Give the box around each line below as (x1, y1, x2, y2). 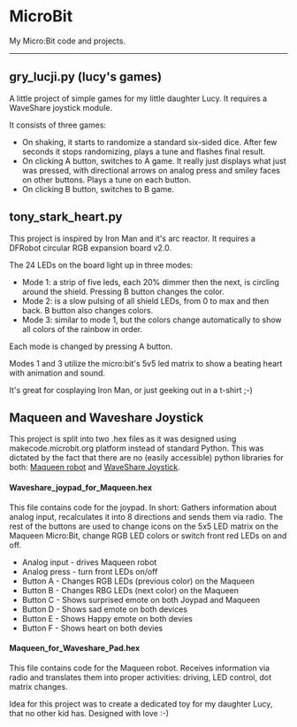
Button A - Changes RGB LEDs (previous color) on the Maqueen (21, 576, 255, 586)
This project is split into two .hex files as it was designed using (9, 434, 237, 445)
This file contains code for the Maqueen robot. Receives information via (9, 662, 270, 673)
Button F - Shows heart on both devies (21, 623, 164, 633)
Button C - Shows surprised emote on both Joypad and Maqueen (21, 594, 261, 605)
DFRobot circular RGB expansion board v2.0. (9, 242, 172, 253)
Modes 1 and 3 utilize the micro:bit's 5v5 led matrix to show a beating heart (9, 358, 283, 368)
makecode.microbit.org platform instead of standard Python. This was (9, 443, 264, 453)
